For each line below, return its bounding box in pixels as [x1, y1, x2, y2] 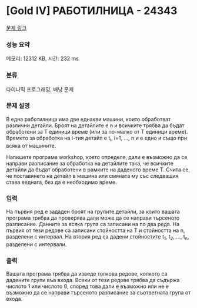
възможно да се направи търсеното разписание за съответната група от [6, 289, 191, 296]
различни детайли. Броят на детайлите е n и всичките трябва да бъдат [6, 122, 185, 129]
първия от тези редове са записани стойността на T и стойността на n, [6, 227, 185, 234]
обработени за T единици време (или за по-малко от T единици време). [6, 128, 188, 135]
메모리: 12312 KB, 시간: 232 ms [6, 55, 79, 62]
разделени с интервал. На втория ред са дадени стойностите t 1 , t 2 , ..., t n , [6, 233, 189, 241]
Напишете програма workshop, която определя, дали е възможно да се [6, 153, 188, 160]
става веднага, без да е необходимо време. [6, 178, 118, 186]
